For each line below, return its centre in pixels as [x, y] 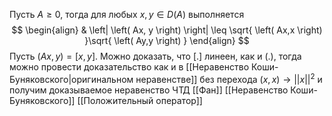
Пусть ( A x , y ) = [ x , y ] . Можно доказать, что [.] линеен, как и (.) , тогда [155, 56]
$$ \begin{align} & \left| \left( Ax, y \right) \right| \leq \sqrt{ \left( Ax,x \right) [167, 30]
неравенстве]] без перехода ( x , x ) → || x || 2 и [229, 78]
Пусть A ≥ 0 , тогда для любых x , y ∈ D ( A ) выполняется [127, 14]
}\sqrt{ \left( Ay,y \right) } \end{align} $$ [167, 40]
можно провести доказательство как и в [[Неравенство [129, 67]
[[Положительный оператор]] [140, 100]
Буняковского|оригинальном [71, 79]
